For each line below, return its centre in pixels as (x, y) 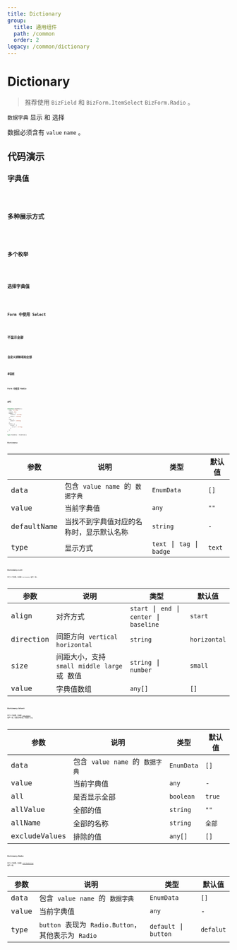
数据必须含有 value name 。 (46, 132)
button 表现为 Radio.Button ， (90, 925)
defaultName (34, 526)
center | (145, 616)
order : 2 (26, 40)
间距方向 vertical (87, 636)
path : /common (34, 34)
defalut (213, 930)
